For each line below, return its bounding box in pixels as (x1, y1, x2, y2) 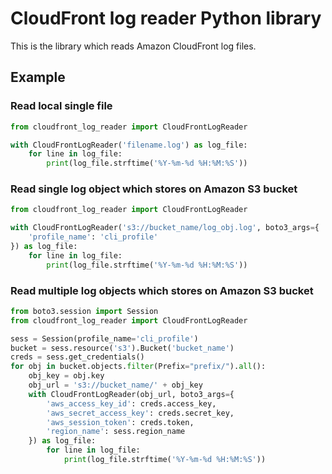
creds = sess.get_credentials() (10, 352, 145, 362)
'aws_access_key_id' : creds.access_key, (46, 398, 217, 409)
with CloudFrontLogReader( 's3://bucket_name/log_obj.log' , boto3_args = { (10, 223, 320, 233)
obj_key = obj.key (28, 371, 105, 381)
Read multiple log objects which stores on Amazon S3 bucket (10, 283, 314, 297)
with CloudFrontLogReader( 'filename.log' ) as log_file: (10, 140, 248, 150)
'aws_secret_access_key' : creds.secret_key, (46, 408, 235, 418)
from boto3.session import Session (10, 306, 159, 316)
